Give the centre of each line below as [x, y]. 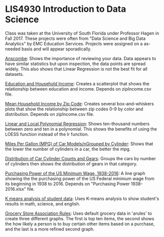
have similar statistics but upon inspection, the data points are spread [75, 64]
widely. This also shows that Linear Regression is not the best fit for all [76, 69]
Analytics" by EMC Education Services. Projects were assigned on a [74, 43]
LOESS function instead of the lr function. [47, 134]
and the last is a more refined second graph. [50, 229]
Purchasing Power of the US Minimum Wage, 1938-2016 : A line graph [75, 173]
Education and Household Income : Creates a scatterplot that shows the [77, 84]
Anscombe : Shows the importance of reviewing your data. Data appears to [81, 58]
